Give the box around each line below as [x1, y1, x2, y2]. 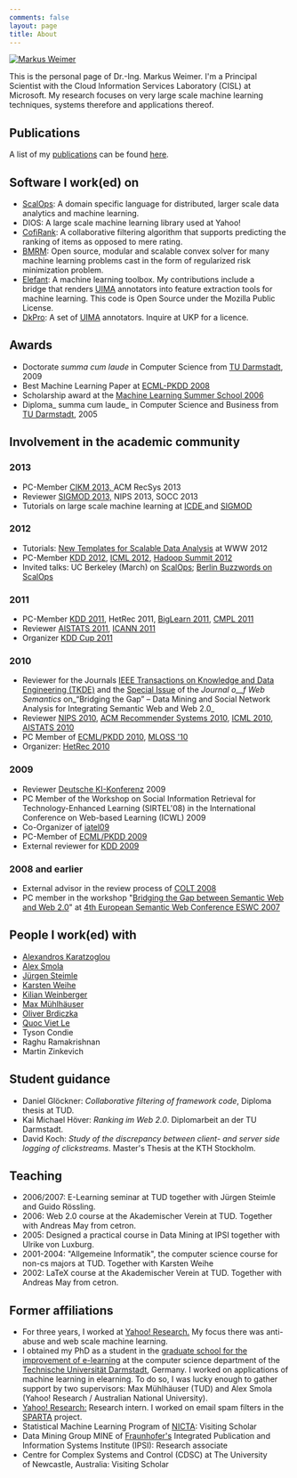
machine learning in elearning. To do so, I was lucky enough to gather [21, 1374, 278, 1385]
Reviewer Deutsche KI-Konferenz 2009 [21, 784, 166, 794]
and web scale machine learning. [46, 1336, 169, 1347]
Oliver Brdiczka [21, 1008, 78, 1019]
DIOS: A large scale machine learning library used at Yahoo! [21, 217, 242, 228]
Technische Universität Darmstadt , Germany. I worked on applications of [21, 1364, 289, 1376]
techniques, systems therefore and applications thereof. [9, 100, 214, 110]
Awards [9, 337, 53, 353]
